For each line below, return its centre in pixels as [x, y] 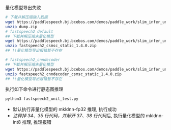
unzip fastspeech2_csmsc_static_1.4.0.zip [51, 46]
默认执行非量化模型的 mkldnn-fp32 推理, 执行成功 [65, 110]
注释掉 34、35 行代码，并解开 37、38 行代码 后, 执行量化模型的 [79, 116]
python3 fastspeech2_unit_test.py [42, 99]
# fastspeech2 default [29, 31]
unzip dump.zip [21, 27]
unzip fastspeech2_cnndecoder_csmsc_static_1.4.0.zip [64, 74]
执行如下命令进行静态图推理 [34, 89]
